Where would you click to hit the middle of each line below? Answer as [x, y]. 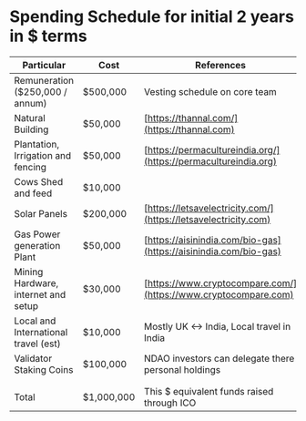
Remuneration [44, 80]
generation [37, 245]
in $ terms [49, 36]
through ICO [170, 403]
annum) [31, 103]
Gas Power [37, 234]
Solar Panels [41, 213]
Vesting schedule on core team [211, 91]
